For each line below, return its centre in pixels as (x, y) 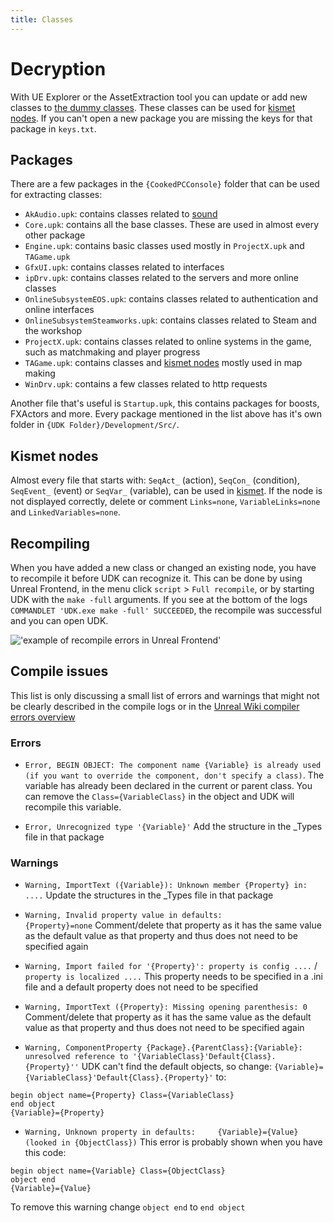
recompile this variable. (73, 807)
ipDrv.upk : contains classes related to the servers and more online (161, 278)
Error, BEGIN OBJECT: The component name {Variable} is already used (173, 766)
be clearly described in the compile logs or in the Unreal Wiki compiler (155, 706)
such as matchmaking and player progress (112, 352)
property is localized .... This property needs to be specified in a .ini (173, 977)
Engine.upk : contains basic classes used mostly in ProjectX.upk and (164, 246)
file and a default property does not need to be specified (141, 987)
